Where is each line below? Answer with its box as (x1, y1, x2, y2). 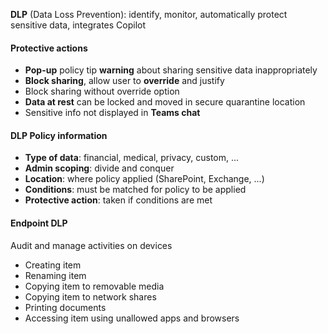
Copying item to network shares (24, 290, 157, 303)
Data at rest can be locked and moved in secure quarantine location (24, 96, 306, 108)
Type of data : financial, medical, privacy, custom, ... (24, 152, 240, 164)
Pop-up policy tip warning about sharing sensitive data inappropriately (24, 64, 318, 76)
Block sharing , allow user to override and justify (24, 75, 225, 87)
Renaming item (24, 269, 87, 281)
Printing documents (24, 301, 107, 313)
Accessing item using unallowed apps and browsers (24, 312, 240, 324)
